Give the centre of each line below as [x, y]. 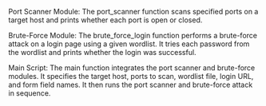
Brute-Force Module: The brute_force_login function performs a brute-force [133, 35]
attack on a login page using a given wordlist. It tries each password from [129, 44]
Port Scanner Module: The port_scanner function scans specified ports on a [133, 12]
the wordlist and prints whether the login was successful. [103, 52]
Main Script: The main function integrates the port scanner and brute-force [132, 68]
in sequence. [30, 93]
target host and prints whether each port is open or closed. [105, 20]
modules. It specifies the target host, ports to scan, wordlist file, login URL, [131, 76]
